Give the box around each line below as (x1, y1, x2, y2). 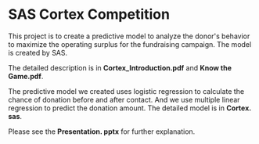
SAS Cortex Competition (8, 5, 171, 23)
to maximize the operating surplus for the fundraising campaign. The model (8, 39, 252, 49)
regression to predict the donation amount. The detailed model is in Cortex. (8, 103, 252, 113)
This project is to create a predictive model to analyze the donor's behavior (8, 31, 250, 41)
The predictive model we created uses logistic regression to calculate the (8, 86, 245, 95)
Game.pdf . (8, 71, 44, 81)
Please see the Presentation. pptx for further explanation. (8, 127, 196, 136)
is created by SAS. (8, 48, 68, 57)
